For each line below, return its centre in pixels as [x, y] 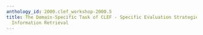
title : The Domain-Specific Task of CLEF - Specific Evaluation [89, 17]
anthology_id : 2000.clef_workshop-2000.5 [59, 12]
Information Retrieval [40, 23]
